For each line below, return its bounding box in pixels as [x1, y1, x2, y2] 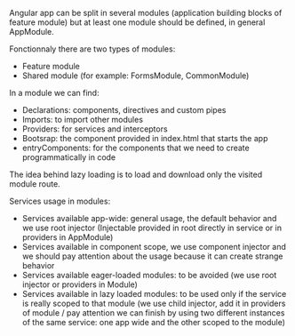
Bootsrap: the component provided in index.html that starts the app [21, 133, 268, 143]
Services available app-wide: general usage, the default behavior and [21, 213, 277, 223]
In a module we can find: [9, 88, 100, 98]
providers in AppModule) [21, 232, 114, 243]
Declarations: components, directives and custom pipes [21, 105, 227, 115]
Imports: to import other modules [21, 115, 144, 124]
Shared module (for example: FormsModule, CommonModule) [21, 70, 250, 81]
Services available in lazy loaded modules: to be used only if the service [21, 289, 287, 299]
